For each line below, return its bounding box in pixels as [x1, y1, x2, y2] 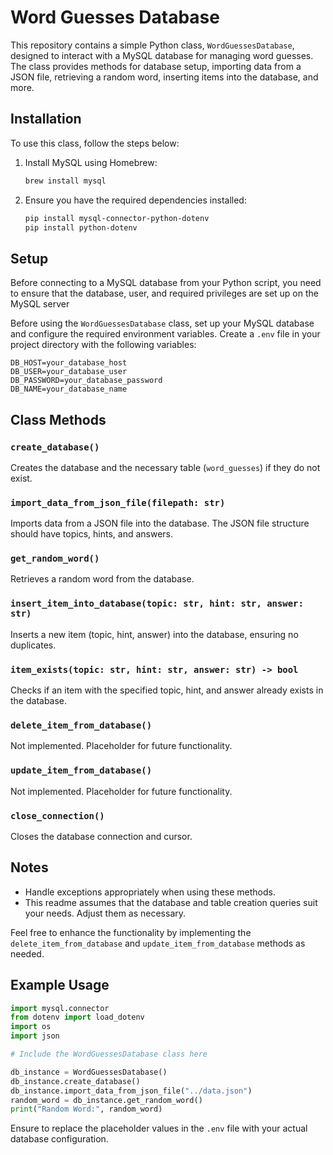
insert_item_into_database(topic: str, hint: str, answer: [10, 598, 304, 610]
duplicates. [10, 639, 57, 651]
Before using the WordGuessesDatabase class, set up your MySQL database [10, 317, 315, 330]
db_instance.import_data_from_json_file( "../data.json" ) [10, 1086, 253, 1096]
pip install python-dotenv [24, 222, 138, 233]
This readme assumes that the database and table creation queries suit [24, 896, 318, 908]
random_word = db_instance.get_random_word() [10, 1095, 203, 1105]
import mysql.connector [10, 1003, 110, 1013]
